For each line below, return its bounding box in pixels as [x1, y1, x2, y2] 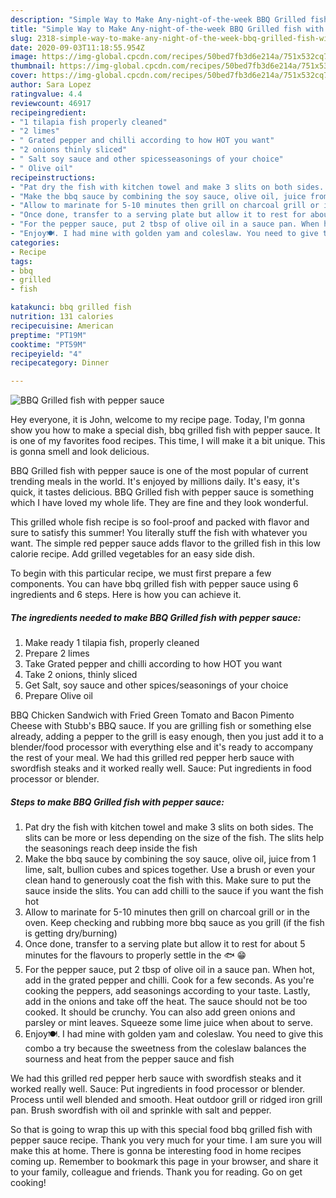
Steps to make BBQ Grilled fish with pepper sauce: [10, 796, 225, 808]
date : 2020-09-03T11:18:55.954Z [10, 42, 145, 53]
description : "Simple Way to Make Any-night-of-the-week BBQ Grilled [10, 14, 307, 25]
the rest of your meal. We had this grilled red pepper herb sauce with [10, 752, 295, 764]
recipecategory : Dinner [10, 358, 110, 368]
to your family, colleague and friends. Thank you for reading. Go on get [10, 1166, 303, 1178]
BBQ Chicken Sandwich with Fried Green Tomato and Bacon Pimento [10, 709, 295, 721]
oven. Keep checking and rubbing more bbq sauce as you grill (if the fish [24, 917, 325, 929]
